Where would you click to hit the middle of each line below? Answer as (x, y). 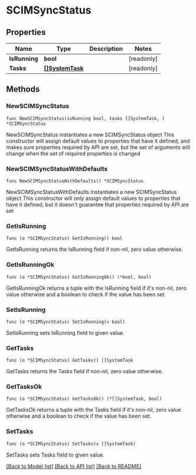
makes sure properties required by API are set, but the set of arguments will (98, 147)
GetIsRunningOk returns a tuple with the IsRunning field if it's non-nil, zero (97, 288)
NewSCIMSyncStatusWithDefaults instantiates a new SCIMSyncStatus (92, 192)
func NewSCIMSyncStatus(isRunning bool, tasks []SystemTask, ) (86, 118)
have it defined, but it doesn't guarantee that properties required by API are (97, 204)
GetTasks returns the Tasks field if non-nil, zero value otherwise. (85, 371)
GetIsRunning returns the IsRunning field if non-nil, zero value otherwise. (94, 250)
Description (106, 49)
